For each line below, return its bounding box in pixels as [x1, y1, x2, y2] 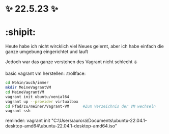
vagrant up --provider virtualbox [5, 99, 79, 104]
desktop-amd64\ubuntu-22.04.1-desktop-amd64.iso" [5, 123, 118, 129]
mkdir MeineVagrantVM [5, 85, 51, 90]
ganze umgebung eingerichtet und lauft [5, 49, 88, 55]
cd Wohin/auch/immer [5, 80, 49, 85]
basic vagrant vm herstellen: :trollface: [5, 70, 86, 76]
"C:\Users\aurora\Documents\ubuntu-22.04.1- [51, 117, 147, 124]
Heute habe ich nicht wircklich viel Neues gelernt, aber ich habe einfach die [5, 43, 164, 50]
